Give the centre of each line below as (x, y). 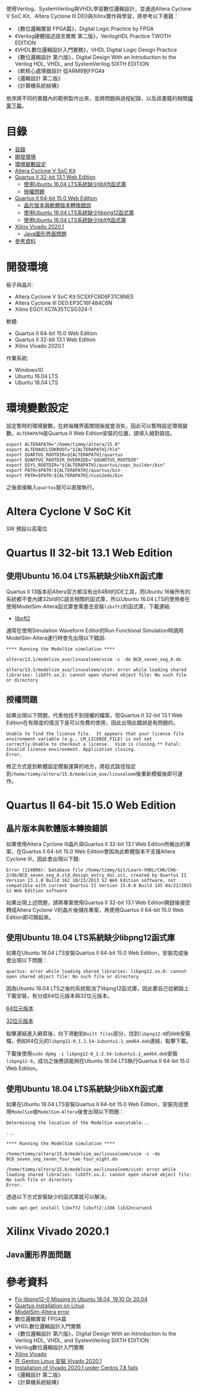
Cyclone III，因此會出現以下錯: (43, 859)
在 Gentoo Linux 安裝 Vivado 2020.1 (58, 1361)
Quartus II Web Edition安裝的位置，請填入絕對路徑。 (112, 433)
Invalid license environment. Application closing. (71, 749)
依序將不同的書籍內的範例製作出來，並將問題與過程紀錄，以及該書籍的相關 (97, 98)
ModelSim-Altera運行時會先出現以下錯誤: (56, 638)
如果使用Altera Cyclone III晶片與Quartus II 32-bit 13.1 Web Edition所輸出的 (96, 844)
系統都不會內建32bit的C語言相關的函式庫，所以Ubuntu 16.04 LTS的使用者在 (98, 599)
